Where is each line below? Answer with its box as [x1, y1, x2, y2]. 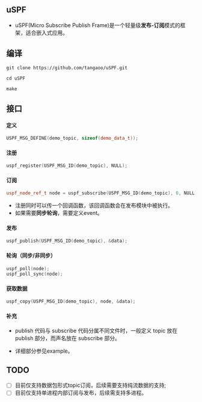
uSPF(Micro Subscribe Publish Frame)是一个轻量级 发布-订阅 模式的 [14, 21, 180, 29]
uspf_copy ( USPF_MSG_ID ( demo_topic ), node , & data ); [6, 298, 136, 305]
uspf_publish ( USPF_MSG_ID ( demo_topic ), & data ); [6, 238, 128, 244]
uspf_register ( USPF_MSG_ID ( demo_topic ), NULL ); [6, 162, 128, 169]
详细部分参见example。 [14, 347, 73, 354]
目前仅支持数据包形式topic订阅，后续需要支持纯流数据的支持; [14, 382, 167, 389]
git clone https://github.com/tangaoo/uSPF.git [6, 64, 128, 71]
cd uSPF [6, 75, 26, 81]
